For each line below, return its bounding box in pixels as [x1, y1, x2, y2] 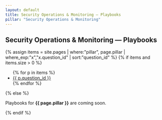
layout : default [5, 7, 39, 13]
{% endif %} [5, 110, 31, 116]
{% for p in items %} [12, 69, 56, 76]
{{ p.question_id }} [12, 75, 52, 81]
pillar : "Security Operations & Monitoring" [5, 17, 101, 22]
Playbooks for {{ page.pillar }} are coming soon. [5, 100, 106, 106]
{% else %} [5, 90, 29, 96]
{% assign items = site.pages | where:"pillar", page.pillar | [5, 49, 126, 55]
